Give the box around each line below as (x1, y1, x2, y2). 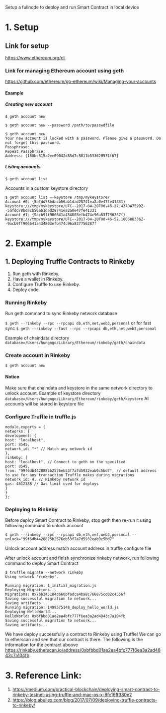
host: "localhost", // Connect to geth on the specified (5, 459, 126, 464)
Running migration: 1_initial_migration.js (5, 583, 97, 588)
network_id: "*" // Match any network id (5, 446, 92, 451)
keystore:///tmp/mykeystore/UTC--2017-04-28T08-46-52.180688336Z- (5, 217, 146, 222)
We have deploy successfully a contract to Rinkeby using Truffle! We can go (5, 631, 162, 637)
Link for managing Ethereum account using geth (5, 67, 124, 74)
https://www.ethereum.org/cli (5, 55, 66, 60)
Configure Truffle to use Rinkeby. (12, 281, 81, 287)
